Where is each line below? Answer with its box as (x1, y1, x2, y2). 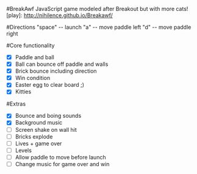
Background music (15, 119, 63, 126)
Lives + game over (15, 140, 62, 147)
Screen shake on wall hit (15, 126, 77, 133)
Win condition (15, 74, 51, 82)
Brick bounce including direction (15, 67, 97, 75)
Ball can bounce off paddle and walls (15, 60, 109, 68)
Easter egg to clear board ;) (15, 81, 84, 89)
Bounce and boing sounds (15, 112, 82, 120)
